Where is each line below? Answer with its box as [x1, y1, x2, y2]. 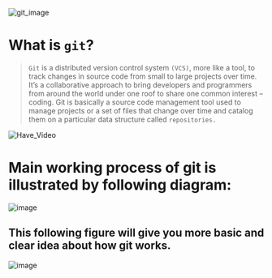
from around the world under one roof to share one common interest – [28, 88, 264, 98]
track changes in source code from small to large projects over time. [28, 71, 257, 81]
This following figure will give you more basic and [8, 226, 265, 240]
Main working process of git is [8, 159, 217, 177]
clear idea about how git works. [8, 239, 171, 253]
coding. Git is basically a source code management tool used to [28, 97, 242, 107]
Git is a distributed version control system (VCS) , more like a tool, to [28, 62, 256, 72]
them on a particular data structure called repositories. [28, 114, 217, 124]
